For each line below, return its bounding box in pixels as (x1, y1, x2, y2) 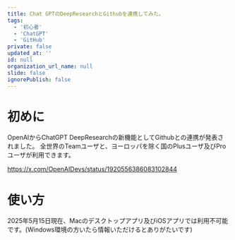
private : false (7, 43, 52, 50)
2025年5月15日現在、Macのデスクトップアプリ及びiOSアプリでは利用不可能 (7, 217, 229, 225)
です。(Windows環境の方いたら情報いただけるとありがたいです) (7, 225, 193, 234)
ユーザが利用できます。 (7, 151, 76, 160)
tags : (7, 17, 23, 24)
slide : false (7, 69, 46, 76)
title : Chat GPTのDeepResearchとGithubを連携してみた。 (7, 10, 164, 18)
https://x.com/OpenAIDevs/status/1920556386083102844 (7, 165, 178, 174)
